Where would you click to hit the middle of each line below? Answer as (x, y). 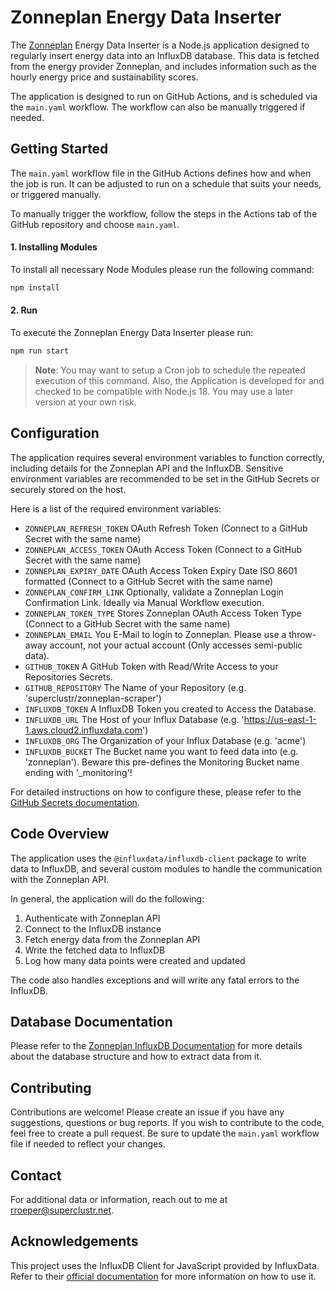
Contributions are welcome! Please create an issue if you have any (147, 1112)
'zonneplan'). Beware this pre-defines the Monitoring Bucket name (162, 762)
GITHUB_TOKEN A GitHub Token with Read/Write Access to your (151, 666)
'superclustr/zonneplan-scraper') (93, 698)
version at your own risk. (85, 402)
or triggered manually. (56, 194)
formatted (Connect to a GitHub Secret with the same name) (148, 581)
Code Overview (60, 834)
